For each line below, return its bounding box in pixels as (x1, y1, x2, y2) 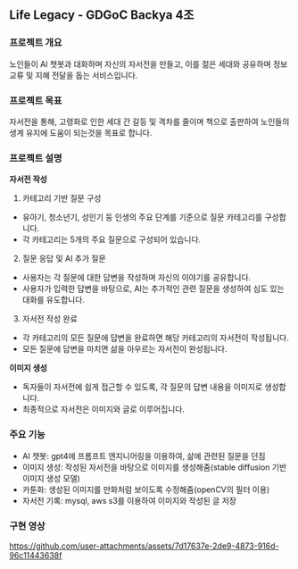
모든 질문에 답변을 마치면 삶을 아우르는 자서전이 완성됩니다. (21, 344, 228, 355)
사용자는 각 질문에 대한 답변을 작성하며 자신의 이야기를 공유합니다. (21, 272, 252, 283)
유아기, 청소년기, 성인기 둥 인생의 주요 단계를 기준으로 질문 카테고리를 (21, 212, 263, 222)
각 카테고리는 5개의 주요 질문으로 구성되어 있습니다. (21, 234, 202, 245)
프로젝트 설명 (9, 152, 62, 164)
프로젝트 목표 (9, 94, 62, 106)
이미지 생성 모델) (21, 473, 80, 483)
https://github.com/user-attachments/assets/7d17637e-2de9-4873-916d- (9, 540, 279, 551)
